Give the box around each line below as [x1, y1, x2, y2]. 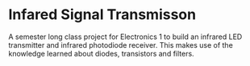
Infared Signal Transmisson [8, 6, 196, 24]
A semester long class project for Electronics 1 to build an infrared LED [8, 32, 243, 41]
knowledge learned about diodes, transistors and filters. [8, 49, 195, 58]
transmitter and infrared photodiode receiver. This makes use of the [8, 40, 234, 49]
